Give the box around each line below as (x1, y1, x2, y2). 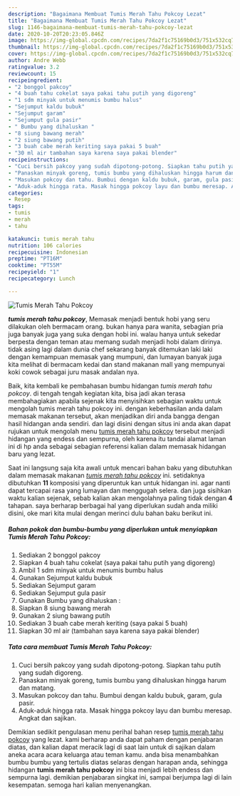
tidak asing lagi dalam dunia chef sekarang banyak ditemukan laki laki (8, 345, 213, 353)
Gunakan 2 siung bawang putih (18, 611, 110, 620)
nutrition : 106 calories (8, 242, 82, 249)
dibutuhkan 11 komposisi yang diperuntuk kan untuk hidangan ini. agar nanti (8, 478, 231, 487)
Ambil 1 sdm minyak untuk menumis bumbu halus (18, 566, 163, 574)
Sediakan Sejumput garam (18, 581, 96, 589)
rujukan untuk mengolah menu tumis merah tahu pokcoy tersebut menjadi (8, 427, 225, 435)
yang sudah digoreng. (18, 668, 83, 677)
